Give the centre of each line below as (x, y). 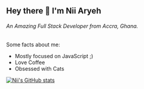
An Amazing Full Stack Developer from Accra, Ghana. (72, 26)
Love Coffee (30, 62)
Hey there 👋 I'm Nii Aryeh (54, 11)
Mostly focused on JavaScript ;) (54, 56)
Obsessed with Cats (39, 68)
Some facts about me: (33, 44)
